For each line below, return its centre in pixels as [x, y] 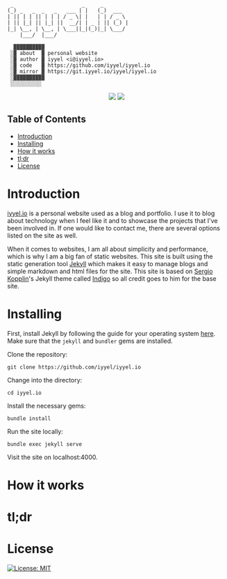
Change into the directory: [45, 380]
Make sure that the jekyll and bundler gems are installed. [90, 341]
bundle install [29, 418]
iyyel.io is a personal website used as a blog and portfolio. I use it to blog [111, 213]
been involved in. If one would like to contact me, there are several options [114, 228]
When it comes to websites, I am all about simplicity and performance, [108, 249]
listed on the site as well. [42, 236]
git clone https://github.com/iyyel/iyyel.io [74, 367]
